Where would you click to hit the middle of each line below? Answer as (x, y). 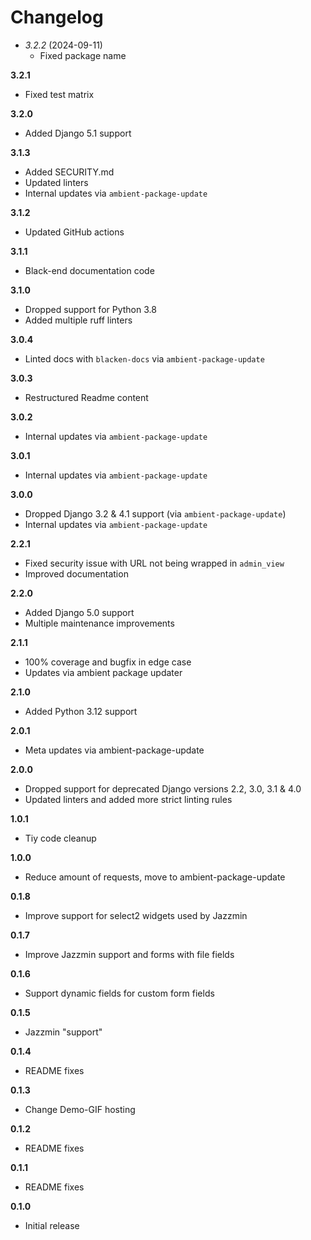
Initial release (52, 1225)
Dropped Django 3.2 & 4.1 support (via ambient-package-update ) (155, 513)
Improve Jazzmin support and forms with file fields (129, 954)
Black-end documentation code (89, 270)
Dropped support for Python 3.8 (90, 309)
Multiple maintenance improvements (99, 623)
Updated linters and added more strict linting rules (128, 799)
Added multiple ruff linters (78, 320)
